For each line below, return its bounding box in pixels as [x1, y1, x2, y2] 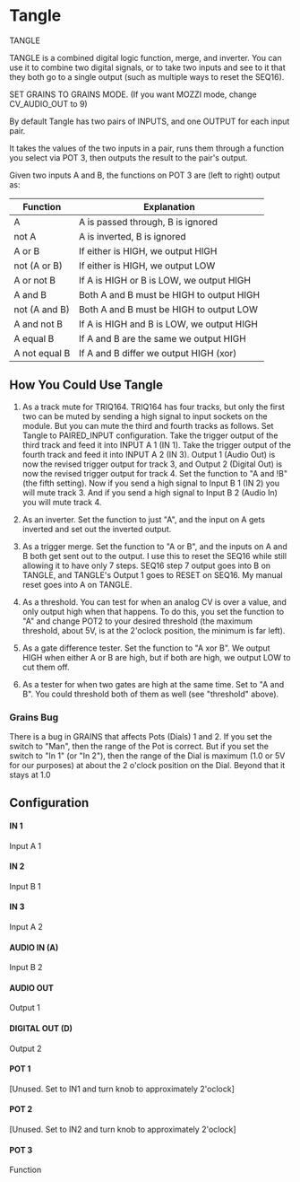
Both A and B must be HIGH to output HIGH [79, 288, 261, 301]
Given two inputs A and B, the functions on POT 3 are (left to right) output [9, 170, 280, 180]
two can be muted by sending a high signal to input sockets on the [21, 410, 268, 422]
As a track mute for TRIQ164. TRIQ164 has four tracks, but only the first [21, 401, 285, 412]
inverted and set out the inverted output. [21, 523, 172, 534]
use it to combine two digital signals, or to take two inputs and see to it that [9, 62, 287, 73]
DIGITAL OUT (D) [9, 1023, 73, 1034]
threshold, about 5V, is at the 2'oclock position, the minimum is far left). [21, 625, 286, 635]
